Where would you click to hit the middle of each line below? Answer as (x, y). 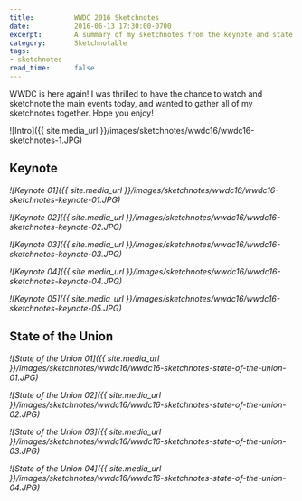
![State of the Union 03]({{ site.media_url (85, 431)
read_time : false (52, 69)
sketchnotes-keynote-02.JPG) (66, 227)
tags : (19, 51)
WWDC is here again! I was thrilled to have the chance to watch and (136, 93)
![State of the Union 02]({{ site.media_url (85, 394)
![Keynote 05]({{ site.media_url (66, 298)
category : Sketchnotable (68, 43)
